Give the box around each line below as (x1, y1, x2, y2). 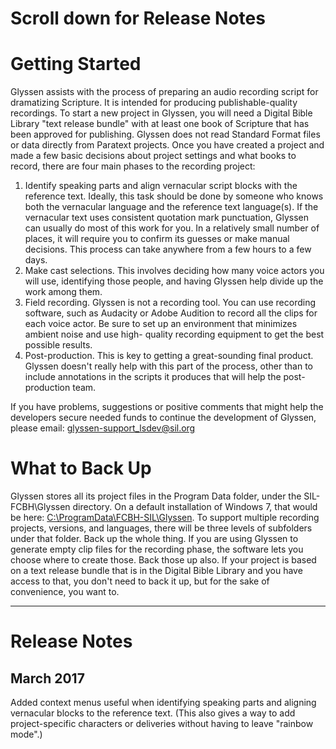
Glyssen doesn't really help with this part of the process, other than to (24, 360, 313, 372)
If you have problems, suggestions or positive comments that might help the (10, 401, 324, 413)
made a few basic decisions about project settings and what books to (10, 150, 297, 162)
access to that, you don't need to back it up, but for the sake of (10, 575, 270, 587)
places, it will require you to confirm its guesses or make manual (24, 233, 290, 245)
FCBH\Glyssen (10, 501, 71, 513)
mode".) (10, 728, 43, 741)
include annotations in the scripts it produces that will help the (24, 371, 282, 383)
